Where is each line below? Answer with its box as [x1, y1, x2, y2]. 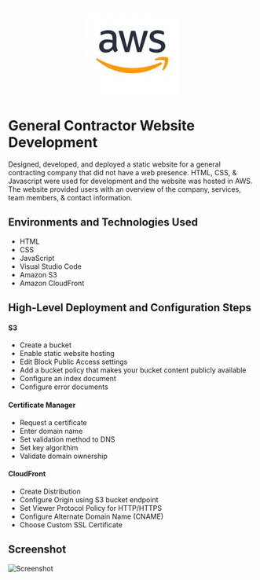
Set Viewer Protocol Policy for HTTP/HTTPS [19, 503, 163, 512]
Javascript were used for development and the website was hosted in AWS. [8, 176, 253, 185]
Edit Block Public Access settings [19, 357, 128, 367]
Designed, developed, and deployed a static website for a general [8, 160, 222, 169]
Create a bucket [19, 340, 72, 350]
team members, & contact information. [8, 193, 133, 202]
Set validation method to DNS [19, 435, 115, 444]
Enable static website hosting [19, 349, 115, 358]
